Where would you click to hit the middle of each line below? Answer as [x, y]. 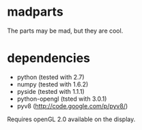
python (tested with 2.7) [51, 77]
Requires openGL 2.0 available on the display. [71, 119]
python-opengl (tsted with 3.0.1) [62, 99]
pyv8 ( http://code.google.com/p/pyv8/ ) [72, 105]
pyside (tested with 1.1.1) [51, 91]
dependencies [49, 58]
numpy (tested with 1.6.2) [53, 84]
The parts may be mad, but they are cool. [65, 31]
